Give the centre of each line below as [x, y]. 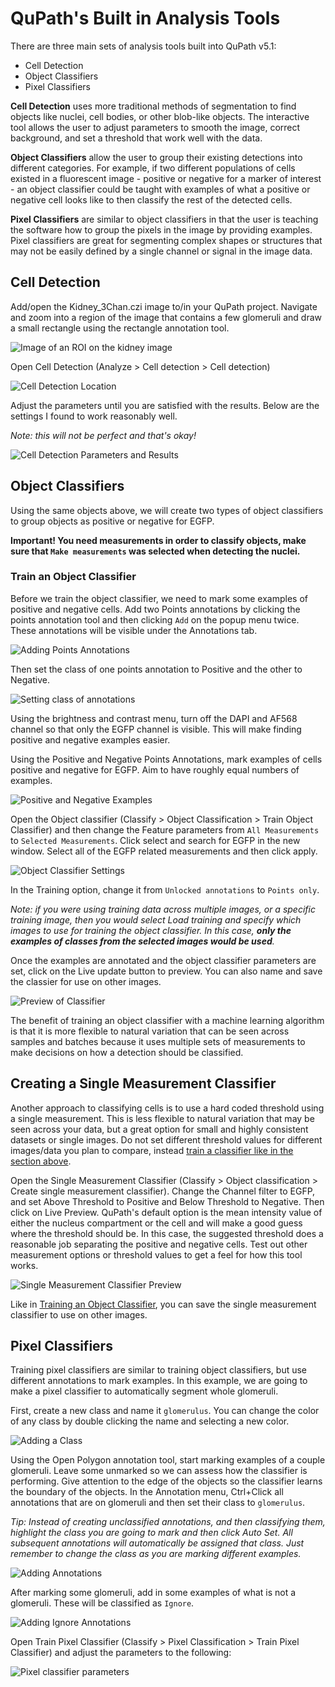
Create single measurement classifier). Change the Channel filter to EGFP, [163, 1191]
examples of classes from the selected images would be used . [142, 941]
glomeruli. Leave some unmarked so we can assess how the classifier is [159, 1471]
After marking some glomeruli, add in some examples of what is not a [153, 1593]
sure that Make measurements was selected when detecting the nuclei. [155, 551]
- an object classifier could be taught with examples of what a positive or [160, 189]
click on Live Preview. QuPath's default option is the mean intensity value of [166, 1212]
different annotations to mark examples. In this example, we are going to [159, 1381]
